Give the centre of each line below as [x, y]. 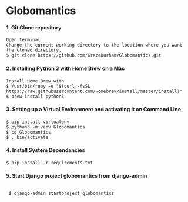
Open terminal [23, 40]
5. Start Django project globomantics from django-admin [77, 175]
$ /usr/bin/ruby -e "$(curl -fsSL [48, 86]
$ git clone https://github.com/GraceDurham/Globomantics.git [84, 55]
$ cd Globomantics [28, 132]
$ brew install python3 [35, 96]
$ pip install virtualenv [38, 122]
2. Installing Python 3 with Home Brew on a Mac [66, 68]
